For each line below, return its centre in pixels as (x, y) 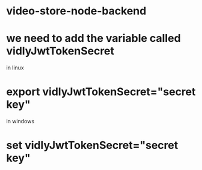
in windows (20, 122)
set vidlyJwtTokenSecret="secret (92, 145)
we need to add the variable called (94, 39)
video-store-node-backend (76, 11)
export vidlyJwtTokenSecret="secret (101, 92)
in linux (15, 68)
